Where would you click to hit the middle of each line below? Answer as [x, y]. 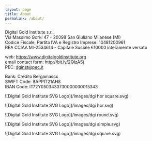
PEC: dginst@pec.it [24, 67]
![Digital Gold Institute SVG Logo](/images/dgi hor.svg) [59, 106]
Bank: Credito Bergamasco [32, 77]
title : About [18, 14]
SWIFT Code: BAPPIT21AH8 [33, 82]
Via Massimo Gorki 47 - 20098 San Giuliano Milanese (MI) [63, 37]
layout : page [18, 9]
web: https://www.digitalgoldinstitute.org [46, 57]
